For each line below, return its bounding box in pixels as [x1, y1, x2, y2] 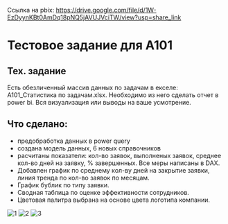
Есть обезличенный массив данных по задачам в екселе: [7, 83, 178, 92]
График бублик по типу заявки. [17, 180, 109, 189]
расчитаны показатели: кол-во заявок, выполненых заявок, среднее [17, 151, 222, 160]
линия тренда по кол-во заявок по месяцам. [17, 173, 150, 182]
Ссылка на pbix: [7, 6, 55, 14]
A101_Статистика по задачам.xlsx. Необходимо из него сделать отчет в [7, 91, 219, 99]
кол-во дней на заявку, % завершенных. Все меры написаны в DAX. [17, 159, 220, 167]
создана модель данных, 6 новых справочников [17, 144, 161, 152]
